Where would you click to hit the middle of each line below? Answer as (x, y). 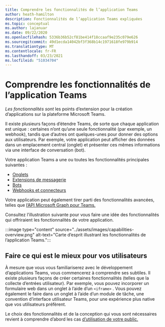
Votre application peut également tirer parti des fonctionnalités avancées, (80, 200)
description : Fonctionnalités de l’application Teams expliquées (74, 19)
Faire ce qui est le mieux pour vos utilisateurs (76, 256)
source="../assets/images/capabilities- (95, 230)
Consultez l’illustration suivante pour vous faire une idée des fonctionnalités (82, 215)
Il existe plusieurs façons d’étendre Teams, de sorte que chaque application (82, 124)
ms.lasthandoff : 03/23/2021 (34, 56)
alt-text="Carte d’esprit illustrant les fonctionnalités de (91, 235)
